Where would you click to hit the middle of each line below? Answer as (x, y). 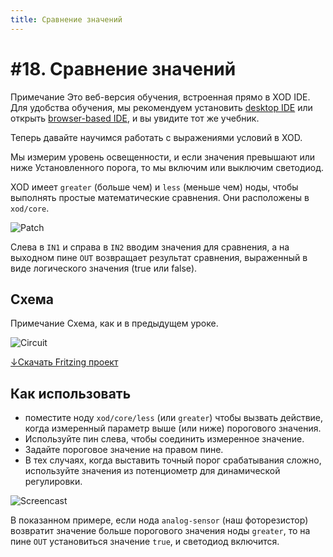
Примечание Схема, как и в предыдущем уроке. (114, 323)
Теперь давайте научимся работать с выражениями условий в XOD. (156, 137)
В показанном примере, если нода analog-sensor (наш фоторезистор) (159, 520)
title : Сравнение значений (66, 19)
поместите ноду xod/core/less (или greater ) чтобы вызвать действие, (174, 418)
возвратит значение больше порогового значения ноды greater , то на (160, 531)
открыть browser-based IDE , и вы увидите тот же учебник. (135, 118)
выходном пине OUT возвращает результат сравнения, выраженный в (159, 257)
